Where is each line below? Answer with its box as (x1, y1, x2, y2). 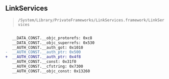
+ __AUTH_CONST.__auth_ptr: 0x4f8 (5, 55, 81, 60)
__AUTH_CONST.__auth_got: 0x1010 (12, 45, 83, 50)
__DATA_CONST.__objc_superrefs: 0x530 (12, 40, 95, 45)
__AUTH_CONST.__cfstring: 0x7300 (12, 64, 83, 69)
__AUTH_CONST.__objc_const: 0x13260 (12, 68, 90, 73)
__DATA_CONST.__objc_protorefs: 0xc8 (12, 35, 93, 40)
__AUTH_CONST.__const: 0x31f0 (12, 59, 77, 64)
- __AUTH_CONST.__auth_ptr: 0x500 (5, 49, 81, 55)
